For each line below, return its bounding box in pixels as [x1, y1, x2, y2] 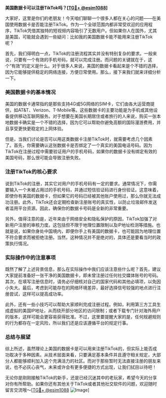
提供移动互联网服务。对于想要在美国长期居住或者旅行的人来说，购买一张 [9, 113, 157, 119]
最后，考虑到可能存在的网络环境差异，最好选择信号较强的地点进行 [22, 284, 157, 291]
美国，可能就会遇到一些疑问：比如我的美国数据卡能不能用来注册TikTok [9, 34, 153, 40]
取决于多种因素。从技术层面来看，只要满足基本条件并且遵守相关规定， [9, 352, 152, 358]
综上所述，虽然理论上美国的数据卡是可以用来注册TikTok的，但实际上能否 [5, 346, 153, 352]
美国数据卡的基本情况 [5, 88, 56, 95]
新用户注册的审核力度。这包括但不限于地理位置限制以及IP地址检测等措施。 [5, 222, 157, 228]
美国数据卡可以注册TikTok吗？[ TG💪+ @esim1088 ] [5, 5, 108, 10]
